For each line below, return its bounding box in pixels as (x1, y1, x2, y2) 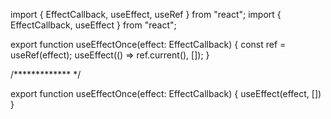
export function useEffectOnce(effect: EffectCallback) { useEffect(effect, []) (10, 88, 322, 99)
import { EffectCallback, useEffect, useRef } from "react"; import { (10, 9, 282, 20)
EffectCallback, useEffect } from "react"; (10, 19, 177, 31)
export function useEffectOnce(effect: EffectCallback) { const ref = (10, 39, 287, 50)
